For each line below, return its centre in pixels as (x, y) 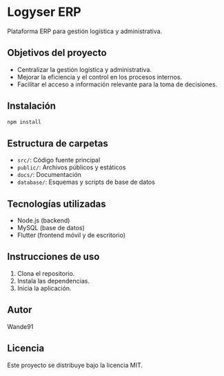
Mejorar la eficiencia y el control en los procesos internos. (100, 77)
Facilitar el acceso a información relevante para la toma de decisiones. (117, 84)
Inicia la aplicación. (44, 288)
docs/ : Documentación (49, 175)
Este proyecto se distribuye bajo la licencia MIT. (75, 365)
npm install (24, 122)
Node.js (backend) (43, 220)
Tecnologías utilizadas (57, 204)
